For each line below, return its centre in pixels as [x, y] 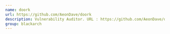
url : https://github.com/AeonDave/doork [49, 14]
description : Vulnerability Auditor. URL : [52, 19]
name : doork [18, 10]
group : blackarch [24, 24]
